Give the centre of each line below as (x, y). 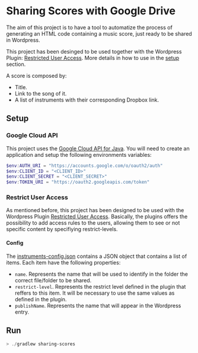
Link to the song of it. (41, 93)
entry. (22, 312)
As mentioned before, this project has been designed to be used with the (95, 210)
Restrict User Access (37, 197)
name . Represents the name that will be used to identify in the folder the (101, 274)
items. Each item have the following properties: (63, 262)
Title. (21, 87)
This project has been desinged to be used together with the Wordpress (94, 51)
